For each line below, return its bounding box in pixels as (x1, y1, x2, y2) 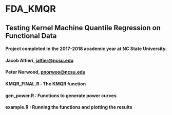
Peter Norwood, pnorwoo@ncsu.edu (5, 69, 86, 75)
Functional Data (5, 31, 57, 40)
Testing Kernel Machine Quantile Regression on (5, 24, 161, 32)
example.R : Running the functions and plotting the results (5, 104, 132, 110)
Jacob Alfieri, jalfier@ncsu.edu (5, 57, 73, 63)
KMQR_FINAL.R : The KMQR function (5, 80, 86, 87)
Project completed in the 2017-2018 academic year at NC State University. (5, 45, 167, 52)
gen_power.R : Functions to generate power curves (5, 93, 117, 99)
